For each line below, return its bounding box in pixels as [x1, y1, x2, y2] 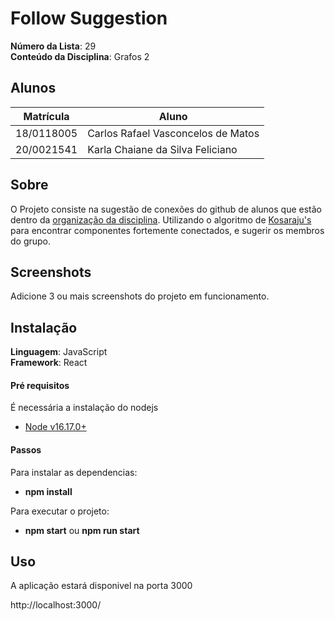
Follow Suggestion [10, 7, 168, 30]
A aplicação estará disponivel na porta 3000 [10, 580, 193, 592]
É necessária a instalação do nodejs [10, 402, 159, 414]
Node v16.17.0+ [24, 421, 87, 433]
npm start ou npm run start [24, 524, 140, 536]
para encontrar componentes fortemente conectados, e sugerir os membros [10, 224, 325, 236]
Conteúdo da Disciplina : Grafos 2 [10, 50, 150, 62]
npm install [24, 485, 73, 497]
